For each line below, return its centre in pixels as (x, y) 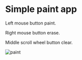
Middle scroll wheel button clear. (39, 42)
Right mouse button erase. (33, 32)
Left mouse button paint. (31, 23)
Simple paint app (41, 9)
